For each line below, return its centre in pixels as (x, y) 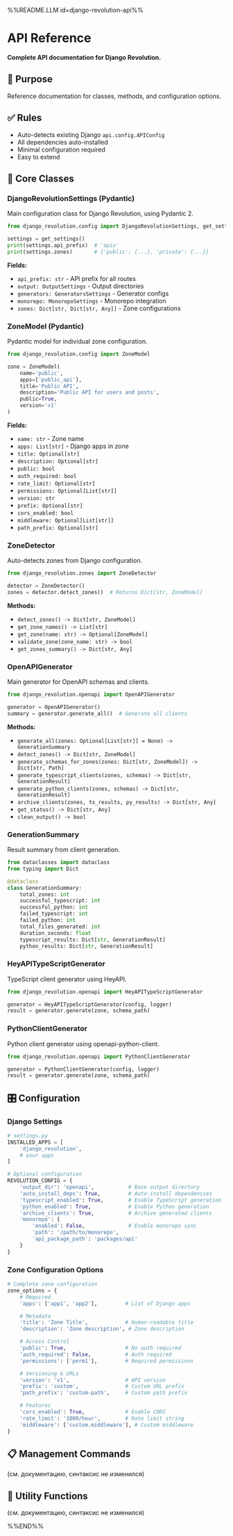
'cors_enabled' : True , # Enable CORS (93, 1412)
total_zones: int (45, 894)
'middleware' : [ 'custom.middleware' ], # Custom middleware (107, 1425)
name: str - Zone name (51, 438)
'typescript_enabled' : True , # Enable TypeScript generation (121, 1200)
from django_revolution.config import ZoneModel (79, 354)
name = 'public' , (42, 373)
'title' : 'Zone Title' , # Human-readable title (107, 1322)
